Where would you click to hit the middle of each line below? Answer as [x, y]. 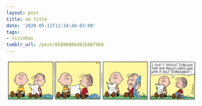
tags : [13, 32]
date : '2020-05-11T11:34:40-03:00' [51, 25]
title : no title [27, 19]
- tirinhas [20, 38]
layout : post [23, 13]
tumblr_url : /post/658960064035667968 [55, 45]
